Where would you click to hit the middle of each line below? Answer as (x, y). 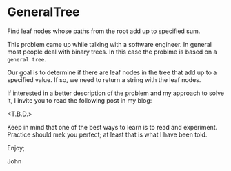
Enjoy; (16, 148)
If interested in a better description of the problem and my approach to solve (116, 93)
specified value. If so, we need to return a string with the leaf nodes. (104, 79)
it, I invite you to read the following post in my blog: (80, 100)
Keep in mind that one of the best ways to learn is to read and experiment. (112, 127)
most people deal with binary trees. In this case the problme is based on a (112, 52)
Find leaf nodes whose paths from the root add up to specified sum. (104, 31)
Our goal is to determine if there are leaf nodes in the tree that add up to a (112, 72)
